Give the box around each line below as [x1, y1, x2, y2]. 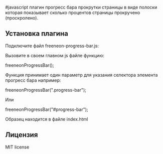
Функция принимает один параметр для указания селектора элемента [5, 72, 158, 78]
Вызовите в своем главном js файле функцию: [5, 52, 104, 58]
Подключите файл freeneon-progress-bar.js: [5, 43, 99, 49]
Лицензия [5, 130, 38, 139]
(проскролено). [5, 15, 39, 21]
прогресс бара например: [5, 77, 61, 83]
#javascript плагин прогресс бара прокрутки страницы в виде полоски [5, 5, 157, 10]
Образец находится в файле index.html [5, 116, 88, 122]
